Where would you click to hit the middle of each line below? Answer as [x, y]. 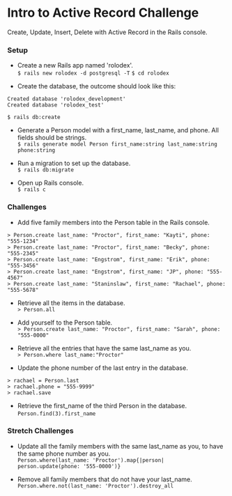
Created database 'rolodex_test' [56, 105]
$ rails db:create [34, 117]
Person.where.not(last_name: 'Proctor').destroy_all [95, 486]
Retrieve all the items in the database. [71, 303]
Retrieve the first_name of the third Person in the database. [102, 405]
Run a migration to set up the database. [74, 163]
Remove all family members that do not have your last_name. [105, 479]
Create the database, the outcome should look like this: [96, 86]
